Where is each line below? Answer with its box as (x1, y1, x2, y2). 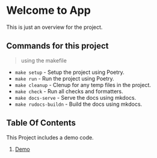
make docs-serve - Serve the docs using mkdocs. (14, 94, 137, 101)
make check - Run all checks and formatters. (14, 88, 123, 95)
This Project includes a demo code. (6, 133, 94, 141)
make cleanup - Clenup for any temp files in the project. (14, 81, 152, 88)
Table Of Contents (6, 118, 76, 128)
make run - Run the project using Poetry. (14, 74, 114, 82)
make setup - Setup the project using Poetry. (14, 68, 125, 76)
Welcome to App (6, 4, 91, 17)
